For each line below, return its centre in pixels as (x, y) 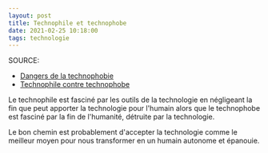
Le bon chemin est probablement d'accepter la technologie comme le (123, 132)
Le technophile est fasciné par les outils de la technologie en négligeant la (130, 100)
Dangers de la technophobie (67, 76)
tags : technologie (39, 38)
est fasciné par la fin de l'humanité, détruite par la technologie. (112, 117)
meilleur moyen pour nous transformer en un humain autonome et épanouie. (134, 141)
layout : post (30, 16)
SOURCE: (24, 61)
